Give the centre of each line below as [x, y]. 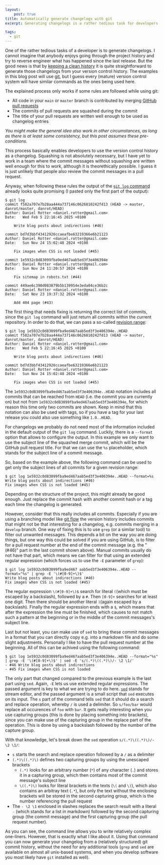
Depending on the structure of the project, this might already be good [75, 494]
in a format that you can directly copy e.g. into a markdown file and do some [82, 637]
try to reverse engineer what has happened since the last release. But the [79, 61]
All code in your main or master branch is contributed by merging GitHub [84, 100]
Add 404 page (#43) [34, 303]
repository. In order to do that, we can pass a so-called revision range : [76, 322]
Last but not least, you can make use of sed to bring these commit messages [82, 632]
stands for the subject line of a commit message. [54, 453]
